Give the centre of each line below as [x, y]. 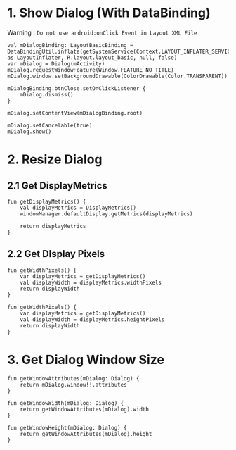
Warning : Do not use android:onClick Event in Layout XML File [102, 32]
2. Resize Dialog [55, 160]
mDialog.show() [29, 132]
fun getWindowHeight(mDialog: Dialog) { [67, 427]
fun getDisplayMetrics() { [47, 201]
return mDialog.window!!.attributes [74, 385]
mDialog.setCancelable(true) [50, 125]
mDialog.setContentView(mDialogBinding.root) [75, 113]
